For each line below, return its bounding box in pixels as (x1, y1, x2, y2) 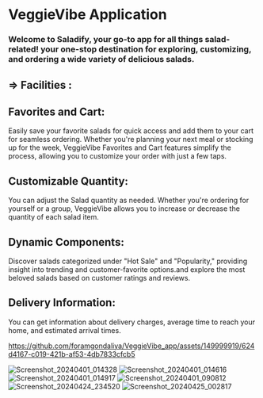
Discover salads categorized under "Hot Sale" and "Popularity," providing (8, 256, 248, 266)
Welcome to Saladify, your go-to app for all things (8, 34, 204, 45)
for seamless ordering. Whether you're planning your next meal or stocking (8, 135, 253, 144)
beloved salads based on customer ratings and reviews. (8, 273, 191, 282)
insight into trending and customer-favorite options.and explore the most (8, 264, 246, 274)
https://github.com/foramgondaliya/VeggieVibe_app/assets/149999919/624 (8, 341, 255, 350)
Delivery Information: (8, 296, 116, 310)
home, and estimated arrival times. (8, 325, 121, 335)
